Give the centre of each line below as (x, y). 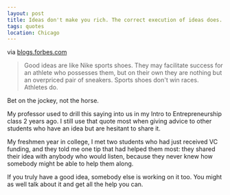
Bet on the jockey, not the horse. (53, 101)
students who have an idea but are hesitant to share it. (84, 128)
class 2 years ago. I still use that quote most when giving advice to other (110, 122)
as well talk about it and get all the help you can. (75, 184)
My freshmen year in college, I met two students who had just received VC (113, 142)
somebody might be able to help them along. (70, 164)
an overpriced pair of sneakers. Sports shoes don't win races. (111, 80)
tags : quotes (26, 26)
